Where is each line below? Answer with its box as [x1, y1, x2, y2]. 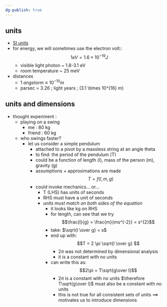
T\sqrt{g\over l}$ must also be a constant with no [58, 280, 162, 287]
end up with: [50, 232, 77, 238]
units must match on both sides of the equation [43, 200, 143, 206]
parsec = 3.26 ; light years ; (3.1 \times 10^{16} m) [20, 85, 124, 91]
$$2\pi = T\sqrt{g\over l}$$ [79, 267, 137, 273]
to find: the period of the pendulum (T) [35, 151, 117, 158]
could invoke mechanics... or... [35, 184, 100, 190]
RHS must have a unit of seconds [43, 194, 113, 201]
